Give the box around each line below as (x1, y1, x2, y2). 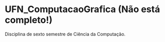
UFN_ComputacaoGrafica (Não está (5, 4, 160, 15)
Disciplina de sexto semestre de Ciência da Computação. (5, 31, 126, 37)
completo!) (5, 14, 53, 26)
